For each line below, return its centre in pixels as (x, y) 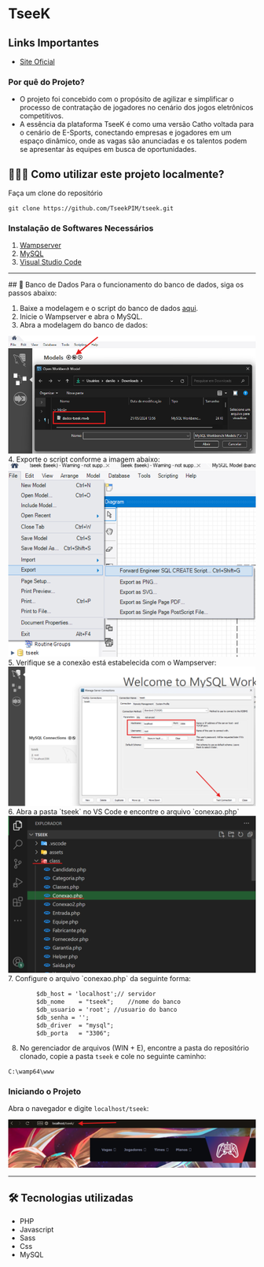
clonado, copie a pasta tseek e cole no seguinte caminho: (113, 1056)
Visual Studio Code (51, 262)
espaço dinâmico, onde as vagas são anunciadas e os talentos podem (133, 141)
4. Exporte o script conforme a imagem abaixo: (84, 459)
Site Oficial (37, 61)
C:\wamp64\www (31, 1072)
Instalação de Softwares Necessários (81, 228)
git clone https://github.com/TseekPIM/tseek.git (91, 209)
